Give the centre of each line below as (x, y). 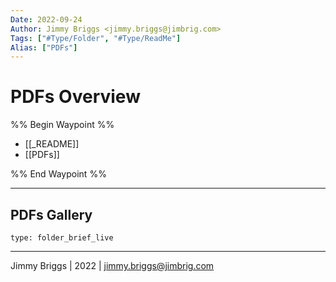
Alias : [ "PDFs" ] (44, 47)
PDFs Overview (75, 97)
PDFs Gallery (51, 214)
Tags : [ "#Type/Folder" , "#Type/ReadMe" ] (96, 38)
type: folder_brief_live (62, 238)
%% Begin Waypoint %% (62, 125)
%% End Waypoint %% (58, 174)
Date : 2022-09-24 (46, 19)
